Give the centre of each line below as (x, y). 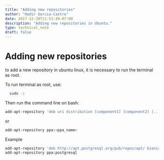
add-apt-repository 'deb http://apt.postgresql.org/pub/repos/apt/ (75, 148)
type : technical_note (27, 28)
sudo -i (17, 93)
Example (14, 139)
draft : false (18, 32)
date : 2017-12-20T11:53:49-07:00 (39, 19)
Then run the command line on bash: (42, 102)
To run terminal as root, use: (33, 84)
